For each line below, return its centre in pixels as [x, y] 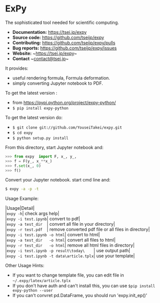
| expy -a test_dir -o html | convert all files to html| [60, 240]
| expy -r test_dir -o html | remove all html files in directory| [70, 245]
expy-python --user [33, 291]
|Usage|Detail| [20, 208]
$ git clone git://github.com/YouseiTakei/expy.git [67, 128]
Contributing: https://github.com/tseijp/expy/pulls [64, 42]
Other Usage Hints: [25, 266]
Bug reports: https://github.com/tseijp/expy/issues [65, 48]
